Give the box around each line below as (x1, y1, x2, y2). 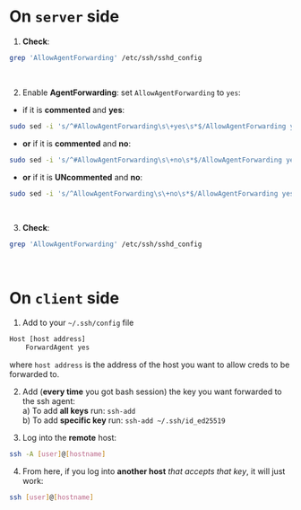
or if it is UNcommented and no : (21, 171, 143, 182)
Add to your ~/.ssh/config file (21, 317, 134, 329)
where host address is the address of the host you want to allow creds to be (9, 359, 290, 370)
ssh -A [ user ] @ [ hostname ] (9, 450, 106, 459)
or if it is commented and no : (21, 137, 132, 149)
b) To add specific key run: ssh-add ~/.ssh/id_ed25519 (21, 415, 226, 426)
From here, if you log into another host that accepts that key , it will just (21, 465, 286, 477)
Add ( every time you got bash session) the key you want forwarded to (21, 386, 282, 397)
